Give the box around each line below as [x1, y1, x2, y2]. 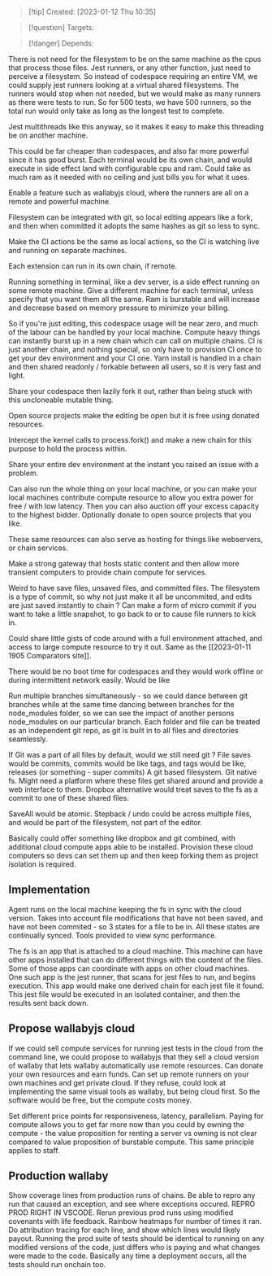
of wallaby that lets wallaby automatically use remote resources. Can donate [8, 1060, 264, 1070]
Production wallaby [8, 1169, 109, 1183]
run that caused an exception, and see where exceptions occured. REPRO [8, 1200, 256, 1209]
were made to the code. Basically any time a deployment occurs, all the [8, 1251, 248, 1261]
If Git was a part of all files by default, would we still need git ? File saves [8, 750, 252, 759]
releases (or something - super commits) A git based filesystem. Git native [8, 767, 257, 776]
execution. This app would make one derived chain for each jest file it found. [8, 981, 265, 990]
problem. [8, 468, 39, 478]
